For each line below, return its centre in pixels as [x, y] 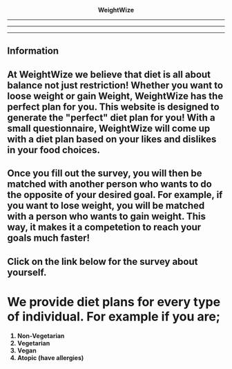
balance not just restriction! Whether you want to [115, 85]
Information [33, 51]
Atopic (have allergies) [50, 357]
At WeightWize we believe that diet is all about [109, 74]
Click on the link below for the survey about [103, 261]
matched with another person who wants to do [109, 185]
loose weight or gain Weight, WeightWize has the [115, 96]
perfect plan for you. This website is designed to [113, 107]
